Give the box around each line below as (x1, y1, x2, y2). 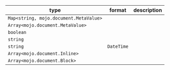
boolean (8, 29, 27, 35)
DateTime (107, 44, 129, 49)
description (133, 7, 162, 13)
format (109, 7, 126, 13)
